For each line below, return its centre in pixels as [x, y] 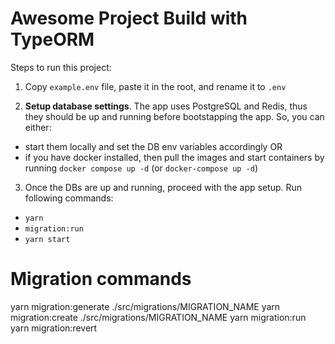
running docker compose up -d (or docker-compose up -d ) [141, 168]
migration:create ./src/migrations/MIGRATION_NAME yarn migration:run [158, 317]
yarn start [47, 239]
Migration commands [101, 279]
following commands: [69, 198]
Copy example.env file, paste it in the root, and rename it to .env [155, 86]
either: [38, 127]
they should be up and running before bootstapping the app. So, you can [174, 116]
